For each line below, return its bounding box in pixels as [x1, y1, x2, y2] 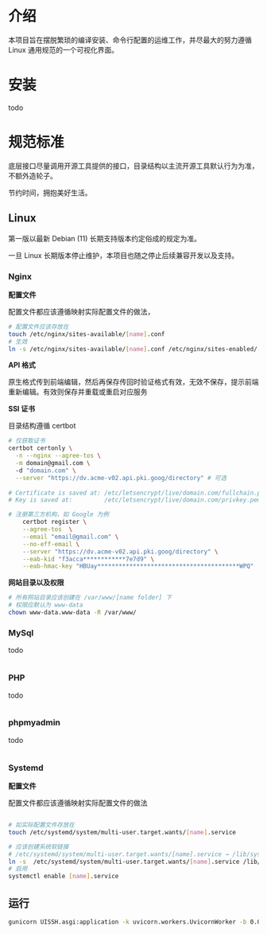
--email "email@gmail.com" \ [22, 533, 119, 541]
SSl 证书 [8, 404, 36, 414]
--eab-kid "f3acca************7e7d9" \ [22, 555, 155, 563]
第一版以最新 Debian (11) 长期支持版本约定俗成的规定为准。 [8, 233, 201, 243]
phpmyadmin [8, 717, 61, 729]
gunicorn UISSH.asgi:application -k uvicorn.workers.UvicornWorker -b [8, 918, 247, 926]
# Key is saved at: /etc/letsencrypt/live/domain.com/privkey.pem [8, 496, 261, 504]
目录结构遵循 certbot [8, 421, 76, 431]
